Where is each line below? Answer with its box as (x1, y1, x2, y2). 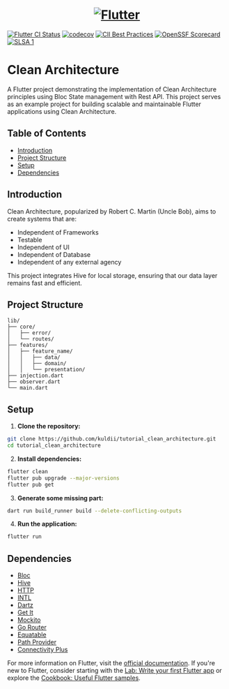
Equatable (17, 630, 47, 639)
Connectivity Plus (17, 646, 68, 654)
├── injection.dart (7, 372, 64, 380)
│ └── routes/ (7, 336, 54, 343)
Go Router (17, 623, 47, 632)
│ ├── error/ (7, 329, 52, 336)
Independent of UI (17, 243, 70, 251)
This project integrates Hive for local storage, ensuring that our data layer (7, 271, 218, 279)
